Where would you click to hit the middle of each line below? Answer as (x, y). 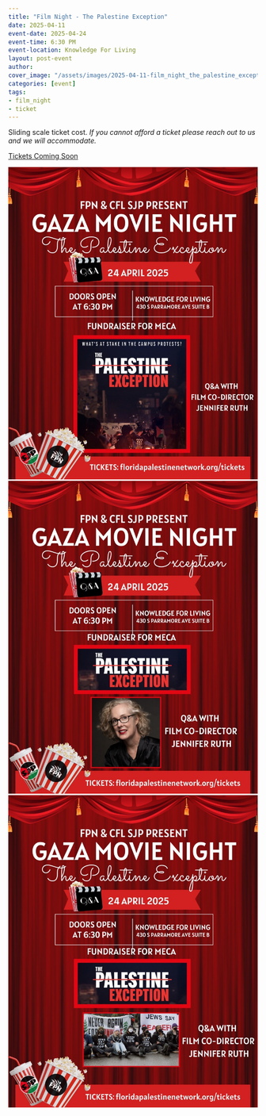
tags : (17, 92)
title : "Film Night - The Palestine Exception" (88, 17)
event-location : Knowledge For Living (72, 50)
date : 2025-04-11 (37, 25)
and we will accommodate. (52, 141)
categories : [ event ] (42, 83)
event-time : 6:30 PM (42, 42)
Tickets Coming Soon (43, 156)
